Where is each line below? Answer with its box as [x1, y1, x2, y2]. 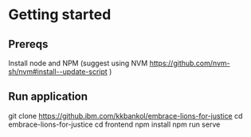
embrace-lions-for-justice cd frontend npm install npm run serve [8, 119, 221, 129]
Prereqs [8, 37, 49, 51]
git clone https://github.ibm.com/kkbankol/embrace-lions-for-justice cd [8, 111, 243, 120]
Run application [8, 90, 88, 104]
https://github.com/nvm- [149, 58, 230, 68]
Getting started [8, 6, 112, 24]
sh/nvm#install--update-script [8, 67, 108, 76]
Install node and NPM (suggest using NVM [8, 58, 148, 68]
